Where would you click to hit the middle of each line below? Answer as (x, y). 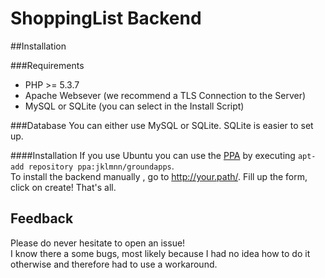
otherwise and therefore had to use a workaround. (114, 264)
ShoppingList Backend (106, 18)
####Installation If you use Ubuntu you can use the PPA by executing (153, 155)
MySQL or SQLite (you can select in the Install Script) (134, 106)
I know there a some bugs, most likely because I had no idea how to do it (160, 253)
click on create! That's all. (63, 187)
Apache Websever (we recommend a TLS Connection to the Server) (165, 95)
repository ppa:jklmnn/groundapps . (101, 166)
